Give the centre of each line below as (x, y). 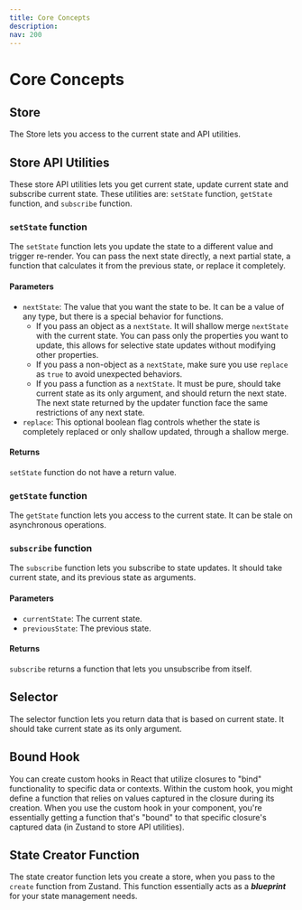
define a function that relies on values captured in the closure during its (142, 798)
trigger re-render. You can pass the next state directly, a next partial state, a (150, 256)
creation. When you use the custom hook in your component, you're (136, 807)
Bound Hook (45, 757)
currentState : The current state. (82, 618)
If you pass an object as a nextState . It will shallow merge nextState (162, 325)
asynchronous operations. (58, 525)
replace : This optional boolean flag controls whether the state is (141, 422)
